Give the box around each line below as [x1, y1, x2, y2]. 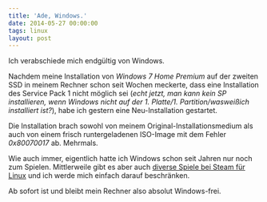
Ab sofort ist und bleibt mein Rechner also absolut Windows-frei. [8, 186, 221, 196]
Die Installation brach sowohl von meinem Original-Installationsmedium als [8, 121, 253, 131]
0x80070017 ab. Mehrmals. [8, 138, 98, 148]
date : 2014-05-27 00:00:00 [8, 19, 98, 27]
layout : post [8, 34, 52, 42]
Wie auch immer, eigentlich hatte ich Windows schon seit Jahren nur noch [8, 154, 253, 164]
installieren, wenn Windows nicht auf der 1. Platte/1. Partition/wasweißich [8, 97, 250, 107]
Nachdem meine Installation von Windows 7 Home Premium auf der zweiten [8, 71, 258, 81]
